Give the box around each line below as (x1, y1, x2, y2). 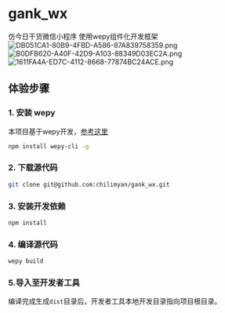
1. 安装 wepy (8, 107, 56, 118)
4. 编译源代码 (8, 238, 59, 249)
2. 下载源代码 (8, 162, 58, 173)
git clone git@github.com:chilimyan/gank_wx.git (8, 180, 170, 188)
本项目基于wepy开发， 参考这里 (8, 126, 108, 136)
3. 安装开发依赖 (8, 201, 67, 212)
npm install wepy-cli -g (8, 142, 89, 150)
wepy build (8, 257, 44, 265)
